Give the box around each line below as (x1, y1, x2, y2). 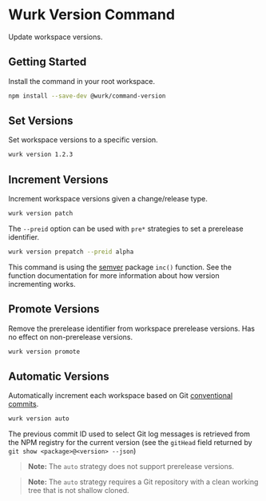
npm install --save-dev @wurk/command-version (8, 92, 166, 100)
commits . (8, 400, 39, 409)
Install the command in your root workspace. (8, 76, 156, 85)
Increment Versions (8, 173, 109, 186)
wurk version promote (8, 348, 81, 356)
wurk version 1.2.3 (8, 150, 73, 159)
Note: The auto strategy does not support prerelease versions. (27, 462, 234, 471)
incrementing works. (8, 279, 76, 288)
